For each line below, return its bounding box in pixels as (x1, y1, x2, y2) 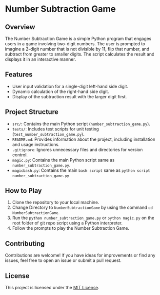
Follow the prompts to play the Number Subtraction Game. (12, 225, 129, 231)
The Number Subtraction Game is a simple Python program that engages (5, 36, 152, 41)
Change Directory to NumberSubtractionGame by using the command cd (12, 204, 153, 210)
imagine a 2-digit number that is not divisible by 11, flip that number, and (5, 46, 150, 52)
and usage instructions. (12, 141, 60, 147)
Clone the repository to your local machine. (12, 200, 99, 205)
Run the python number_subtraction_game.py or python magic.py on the (12, 215, 155, 221)
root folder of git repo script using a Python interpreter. (12, 220, 123, 226)
